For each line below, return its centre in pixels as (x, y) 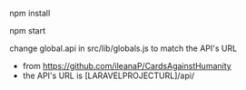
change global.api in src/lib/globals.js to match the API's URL (123, 48)
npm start (28, 30)
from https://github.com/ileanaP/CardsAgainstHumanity (127, 66)
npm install (30, 13)
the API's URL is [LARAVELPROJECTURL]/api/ (108, 75)
